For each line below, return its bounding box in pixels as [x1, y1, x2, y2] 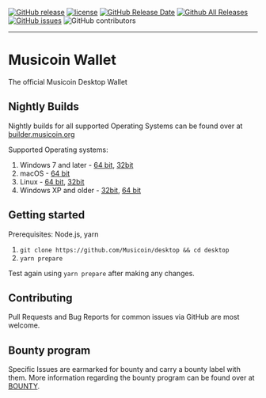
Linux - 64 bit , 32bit [19, 176, 85, 186]
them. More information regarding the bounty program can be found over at [8, 373, 255, 383]
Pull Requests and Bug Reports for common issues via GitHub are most [8, 313, 240, 322]
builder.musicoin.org [8, 129, 75, 138]
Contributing [8, 291, 73, 305]
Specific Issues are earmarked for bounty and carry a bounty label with [8, 365, 241, 374]
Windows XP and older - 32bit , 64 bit [19, 185, 141, 195]
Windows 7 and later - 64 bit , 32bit [19, 160, 134, 169]
